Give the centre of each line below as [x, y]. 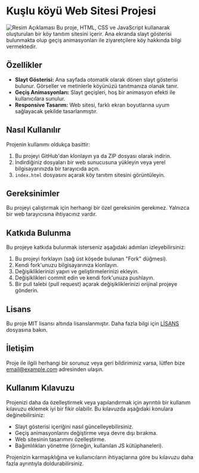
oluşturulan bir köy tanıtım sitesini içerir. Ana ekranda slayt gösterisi [89, 33]
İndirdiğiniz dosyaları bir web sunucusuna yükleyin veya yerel [90, 162]
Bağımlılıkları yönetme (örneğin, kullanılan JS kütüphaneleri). [89, 446]
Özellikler [24, 65]
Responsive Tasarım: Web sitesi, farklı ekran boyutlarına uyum [92, 105]
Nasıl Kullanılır [34, 130]
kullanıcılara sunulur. [40, 98]
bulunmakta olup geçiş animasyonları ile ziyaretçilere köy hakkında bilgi [94, 40]
